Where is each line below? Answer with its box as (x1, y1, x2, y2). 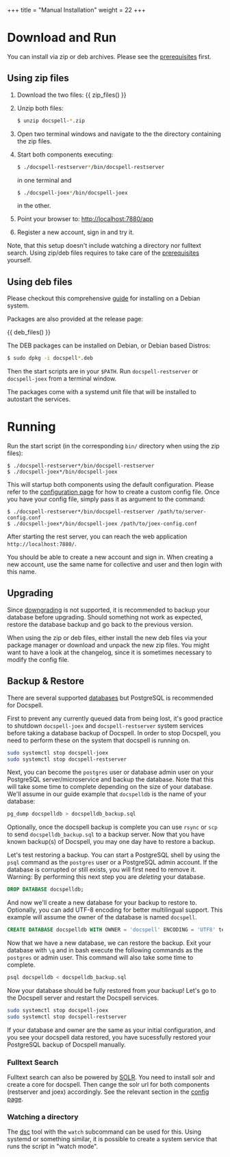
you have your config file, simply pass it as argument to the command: (7, 495, 205, 503)
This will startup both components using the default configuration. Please (7, 481, 214, 488)
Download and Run (7, 30, 117, 45)
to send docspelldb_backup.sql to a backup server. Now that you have (7, 830, 205, 838)
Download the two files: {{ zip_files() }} (16, 91, 127, 99)
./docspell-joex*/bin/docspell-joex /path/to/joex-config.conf (13, 520, 197, 527)
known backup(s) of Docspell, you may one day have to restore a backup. (7, 838, 216, 846)
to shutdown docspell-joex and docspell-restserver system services (7, 721, 204, 730)
